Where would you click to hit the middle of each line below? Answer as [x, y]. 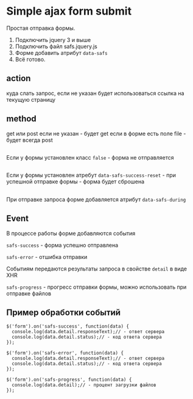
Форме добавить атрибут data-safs [61, 52]
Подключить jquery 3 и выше [53, 40]
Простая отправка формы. [41, 28]
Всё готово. [30, 59]
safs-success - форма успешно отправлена [62, 245]
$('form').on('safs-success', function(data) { [68, 327]
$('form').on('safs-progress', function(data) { [69, 380]
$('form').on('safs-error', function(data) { [65, 353]
